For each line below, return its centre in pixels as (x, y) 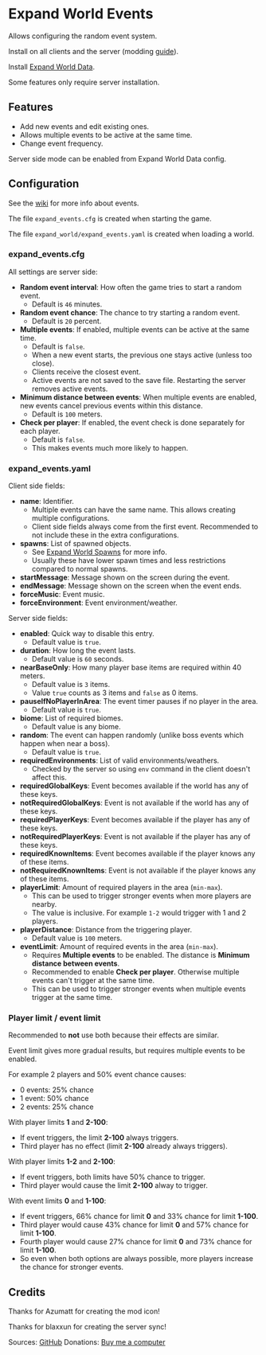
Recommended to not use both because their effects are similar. (113, 1035)
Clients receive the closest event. (86, 372)
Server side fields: (38, 619)
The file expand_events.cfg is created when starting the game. (110, 218)
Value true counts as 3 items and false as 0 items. (115, 693)
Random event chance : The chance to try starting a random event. (130, 312)
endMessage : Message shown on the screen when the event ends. (131, 586)
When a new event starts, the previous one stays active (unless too (142, 354)
